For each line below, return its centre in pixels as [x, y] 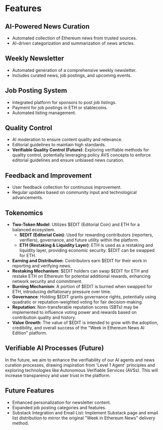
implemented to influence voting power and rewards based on [74, 312]
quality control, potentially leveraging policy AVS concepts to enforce [81, 155]
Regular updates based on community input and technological [74, 192]
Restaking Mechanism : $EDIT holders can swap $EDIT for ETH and [80, 271]
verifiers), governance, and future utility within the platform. [79, 240]
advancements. [27, 198]
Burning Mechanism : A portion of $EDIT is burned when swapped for [82, 287]
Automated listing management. [44, 113]
